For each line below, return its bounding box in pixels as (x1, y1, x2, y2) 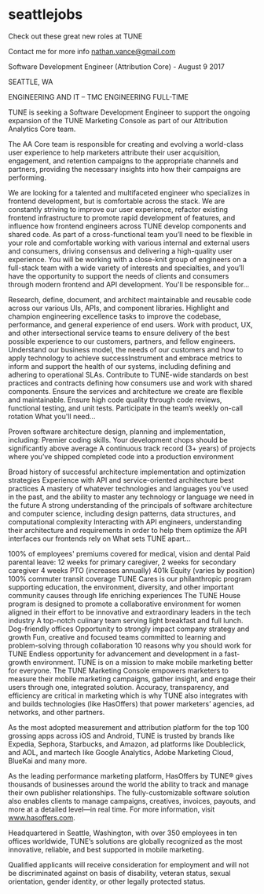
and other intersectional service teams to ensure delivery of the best (8, 328, 230, 338)
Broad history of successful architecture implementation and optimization (8, 467, 246, 476)
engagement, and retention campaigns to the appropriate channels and (8, 155, 239, 166)
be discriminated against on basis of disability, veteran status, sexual (8, 868, 231, 878)
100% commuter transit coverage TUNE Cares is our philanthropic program (8, 574, 251, 583)
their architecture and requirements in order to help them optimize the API (8, 525, 247, 535)
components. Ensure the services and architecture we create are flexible (8, 386, 244, 396)
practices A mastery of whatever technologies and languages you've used (8, 483, 249, 493)
